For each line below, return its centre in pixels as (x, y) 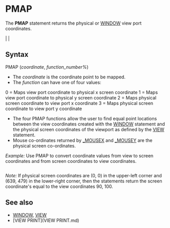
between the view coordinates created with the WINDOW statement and (89, 124)
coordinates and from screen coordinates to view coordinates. (71, 161)
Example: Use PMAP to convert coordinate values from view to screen (79, 156)
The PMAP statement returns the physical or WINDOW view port (73, 23)
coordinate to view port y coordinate (44, 109)
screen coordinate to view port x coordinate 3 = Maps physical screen (79, 103)
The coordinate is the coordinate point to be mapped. (69, 77)
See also (19, 203)
